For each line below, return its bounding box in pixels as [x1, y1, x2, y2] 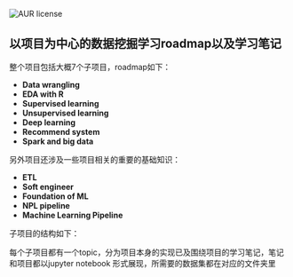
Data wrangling [21, 79, 80, 90]
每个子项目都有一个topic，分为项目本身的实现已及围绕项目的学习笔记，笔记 [9, 247, 284, 257]
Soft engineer [21, 181, 74, 192]
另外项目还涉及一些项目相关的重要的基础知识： [9, 154, 180, 164]
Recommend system [21, 126, 100, 137]
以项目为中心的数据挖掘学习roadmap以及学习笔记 [9, 36, 282, 51]
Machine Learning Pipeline [21, 210, 123, 220]
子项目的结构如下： [9, 227, 80, 239]
